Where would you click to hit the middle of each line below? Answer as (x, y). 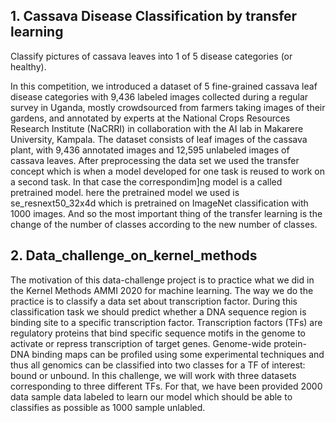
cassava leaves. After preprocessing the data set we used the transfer (155, 160)
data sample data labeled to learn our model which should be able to (151, 396)
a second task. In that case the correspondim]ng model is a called (146, 181)
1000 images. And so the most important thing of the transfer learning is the (166, 213)
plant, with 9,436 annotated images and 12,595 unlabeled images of (150, 150)
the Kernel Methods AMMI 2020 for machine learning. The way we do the (162, 290)
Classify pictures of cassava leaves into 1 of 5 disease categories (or (151, 56)
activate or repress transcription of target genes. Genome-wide (141, 343)
